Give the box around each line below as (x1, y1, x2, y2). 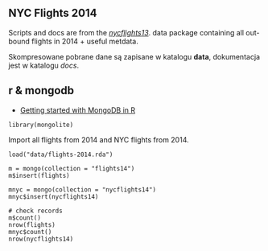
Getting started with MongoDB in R (19, 105, 136, 115)
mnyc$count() (8, 228, 52, 236)
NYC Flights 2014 (8, 6, 97, 20)
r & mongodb (8, 84, 75, 97)
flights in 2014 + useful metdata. (31, 36, 138, 46)
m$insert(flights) (8, 171, 70, 179)
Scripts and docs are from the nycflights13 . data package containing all (8, 27, 244, 37)
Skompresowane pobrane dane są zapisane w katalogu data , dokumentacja (8, 51, 260, 61)
